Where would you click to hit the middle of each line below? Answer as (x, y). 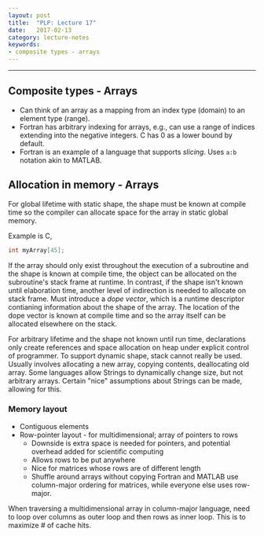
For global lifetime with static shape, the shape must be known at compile (127, 204)
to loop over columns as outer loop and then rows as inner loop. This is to (127, 516)
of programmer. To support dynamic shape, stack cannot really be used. (125, 355)
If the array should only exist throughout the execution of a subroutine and (128, 265)
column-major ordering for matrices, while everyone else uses (132, 485)
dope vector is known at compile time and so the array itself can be (117, 315)
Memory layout (38, 409)
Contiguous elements (54, 426)
